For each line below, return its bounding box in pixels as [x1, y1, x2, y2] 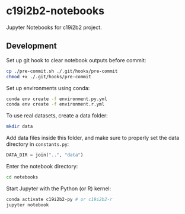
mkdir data [6, 123, 33, 130]
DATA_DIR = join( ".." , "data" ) [6, 152, 84, 158]
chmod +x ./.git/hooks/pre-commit [6, 74, 92, 79]
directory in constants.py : [6, 140, 69, 148]
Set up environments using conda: [6, 84, 90, 91]
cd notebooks [6, 174, 39, 180]
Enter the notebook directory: [6, 163, 78, 170]
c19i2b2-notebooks [6, 4, 105, 18]
